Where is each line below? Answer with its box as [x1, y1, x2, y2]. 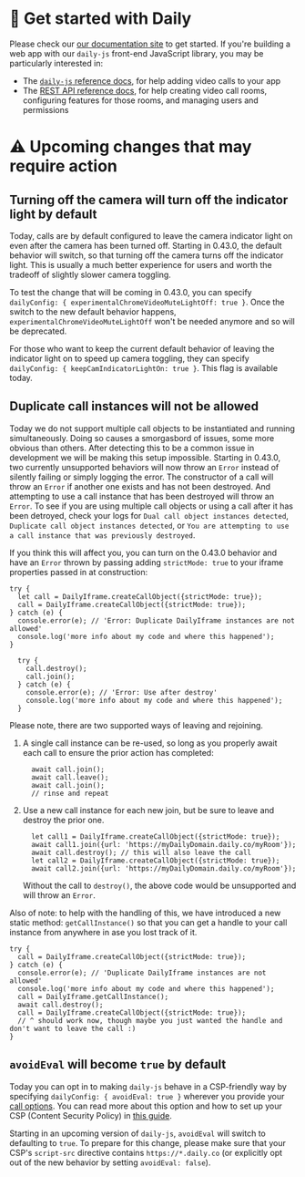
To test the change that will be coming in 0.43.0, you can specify [9, 286, 252, 297]
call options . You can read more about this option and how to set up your [9, 1100, 282, 1111]
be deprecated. [9, 325, 67, 336]
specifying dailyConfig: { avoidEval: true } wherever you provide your [9, 1090, 285, 1101]
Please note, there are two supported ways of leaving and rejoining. [9, 719, 264, 730]
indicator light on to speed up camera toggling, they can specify [9, 353, 250, 364]
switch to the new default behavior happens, [9, 305, 177, 317]
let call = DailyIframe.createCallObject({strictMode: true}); [17, 592, 262, 601]
